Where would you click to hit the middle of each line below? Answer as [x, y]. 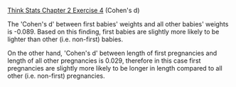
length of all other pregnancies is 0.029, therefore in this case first [104, 61]
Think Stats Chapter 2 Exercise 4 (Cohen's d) [74, 10]
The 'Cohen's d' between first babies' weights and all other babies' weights [118, 24]
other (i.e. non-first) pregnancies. [56, 76]
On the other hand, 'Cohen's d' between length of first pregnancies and [112, 53]
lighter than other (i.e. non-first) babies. [65, 39]
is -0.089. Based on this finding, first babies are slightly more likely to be [113, 32]
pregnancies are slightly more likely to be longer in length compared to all [115, 68]
